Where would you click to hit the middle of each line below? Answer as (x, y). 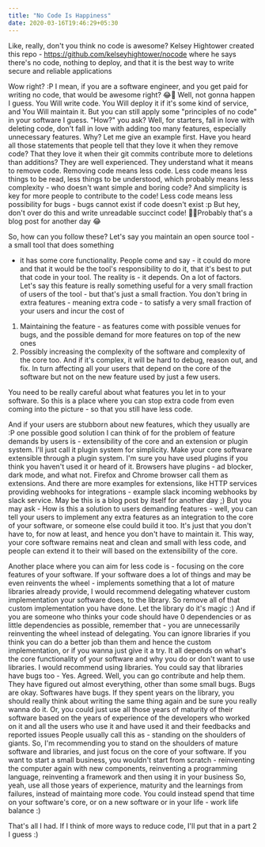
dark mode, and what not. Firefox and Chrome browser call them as (118, 475)
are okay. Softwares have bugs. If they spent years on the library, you (121, 692)
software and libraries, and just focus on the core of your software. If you (127, 751)
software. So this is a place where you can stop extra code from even (121, 401)
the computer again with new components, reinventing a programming (123, 768)
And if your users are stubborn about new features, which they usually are (129, 424)
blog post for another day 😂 (55, 221)
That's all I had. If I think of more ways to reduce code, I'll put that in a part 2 (132, 826)
